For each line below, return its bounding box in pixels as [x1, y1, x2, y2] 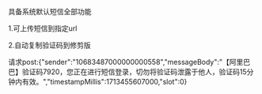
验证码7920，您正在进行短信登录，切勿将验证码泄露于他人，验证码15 [21, 67, 247, 77]
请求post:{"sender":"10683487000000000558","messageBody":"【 [8, 58, 230, 66]
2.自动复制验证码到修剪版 [8, 40, 91, 50]
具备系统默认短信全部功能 [8, 7, 92, 16]
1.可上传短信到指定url [8, 24, 78, 33]
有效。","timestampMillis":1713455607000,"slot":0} [21, 77, 188, 86]
